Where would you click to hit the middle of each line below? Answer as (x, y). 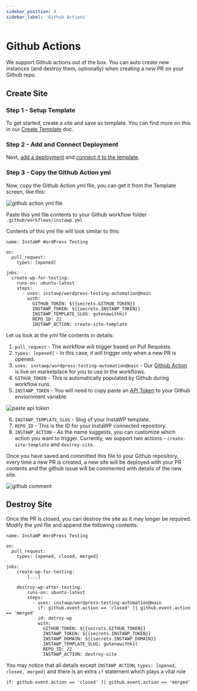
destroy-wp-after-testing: (50, 587)
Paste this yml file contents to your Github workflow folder (76, 214)
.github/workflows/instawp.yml (44, 220)
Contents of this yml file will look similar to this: (63, 231)
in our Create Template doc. (40, 129)
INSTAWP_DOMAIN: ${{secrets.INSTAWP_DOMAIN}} (100, 639)
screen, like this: (26, 191)
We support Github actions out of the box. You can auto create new (88, 62)
